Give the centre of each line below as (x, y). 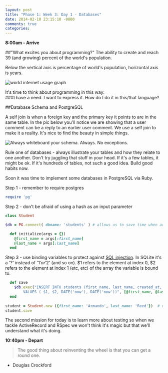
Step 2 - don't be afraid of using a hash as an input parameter (69, 207)
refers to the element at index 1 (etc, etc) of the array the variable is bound (82, 268)
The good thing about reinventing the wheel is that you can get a (84, 350)
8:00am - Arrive (22, 43)
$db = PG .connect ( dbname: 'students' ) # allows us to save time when (81, 225)
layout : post (19, 10)
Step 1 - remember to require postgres (44, 188)
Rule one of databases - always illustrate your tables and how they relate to (83, 152)
